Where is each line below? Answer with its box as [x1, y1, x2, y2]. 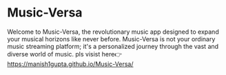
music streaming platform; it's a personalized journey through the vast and [7, 42, 219, 50]
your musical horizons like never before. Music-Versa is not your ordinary [7, 34, 216, 43]
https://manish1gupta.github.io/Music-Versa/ [7, 60, 134, 68]
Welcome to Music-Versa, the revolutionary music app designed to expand [7, 28, 219, 36]
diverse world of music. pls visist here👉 [7, 50, 123, 58]
